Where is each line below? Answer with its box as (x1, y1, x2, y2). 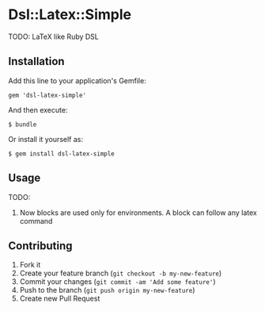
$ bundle (8, 121, 37, 129)
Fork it (19, 260, 41, 270)
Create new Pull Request (19, 294, 100, 303)
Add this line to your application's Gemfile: (8, 75, 146, 85)
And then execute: (8, 105, 68, 114)
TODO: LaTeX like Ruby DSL (8, 32, 99, 41)
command (19, 216, 53, 225)
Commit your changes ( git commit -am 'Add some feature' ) (19, 277, 216, 286)
